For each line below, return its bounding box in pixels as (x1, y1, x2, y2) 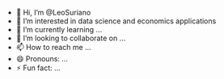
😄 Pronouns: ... (15, 54, 69, 64)
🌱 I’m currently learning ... (15, 25, 103, 34)
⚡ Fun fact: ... (15, 63, 61, 73)
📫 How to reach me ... (15, 43, 91, 52)
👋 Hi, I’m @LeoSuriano (15, 8, 91, 17)
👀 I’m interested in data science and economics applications (15, 16, 217, 26)
